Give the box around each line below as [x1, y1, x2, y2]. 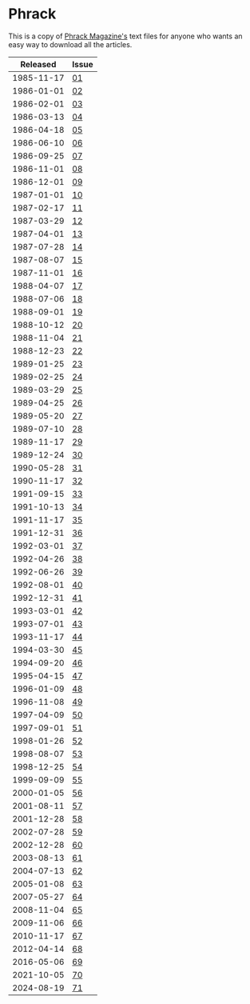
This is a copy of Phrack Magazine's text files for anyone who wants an [8, 31, 243, 41]
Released [20, 58, 57, 70]
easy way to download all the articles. [8, 39, 133, 49]
